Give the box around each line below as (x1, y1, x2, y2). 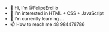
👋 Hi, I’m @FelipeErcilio (10, 5, 58, 11)
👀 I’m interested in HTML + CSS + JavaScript (10, 10, 104, 16)
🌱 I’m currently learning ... (10, 16, 64, 21)
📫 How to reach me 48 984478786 (10, 21, 85, 27)
